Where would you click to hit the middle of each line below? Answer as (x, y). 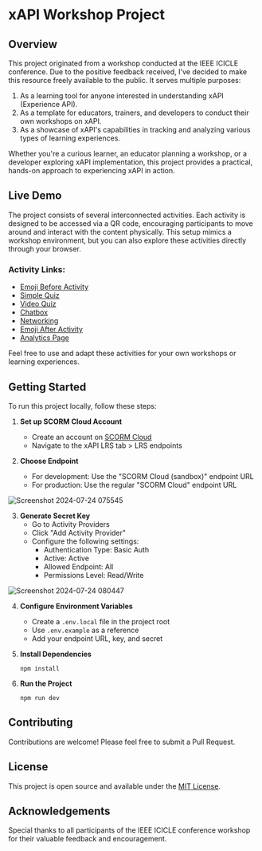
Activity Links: (37, 269)
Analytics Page (44, 338)
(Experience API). (49, 104)
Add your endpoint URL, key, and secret (97, 638)
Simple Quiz (39, 295)
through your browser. (45, 248)
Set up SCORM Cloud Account (70, 422)
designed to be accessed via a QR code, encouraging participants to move (131, 223)
